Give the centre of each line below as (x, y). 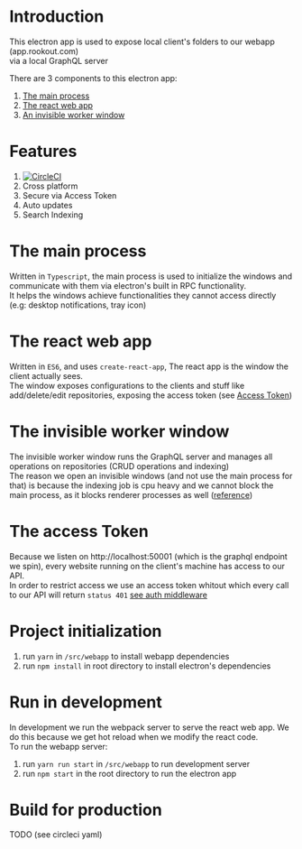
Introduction (57, 17)
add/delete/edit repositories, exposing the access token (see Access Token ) (151, 395)
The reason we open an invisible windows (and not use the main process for (151, 475)
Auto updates (47, 205)
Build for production (86, 810)
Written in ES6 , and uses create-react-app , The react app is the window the (149, 366)
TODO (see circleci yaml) (56, 835)
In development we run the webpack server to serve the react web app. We (150, 727)
